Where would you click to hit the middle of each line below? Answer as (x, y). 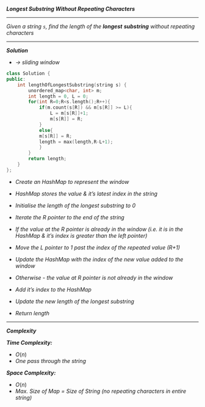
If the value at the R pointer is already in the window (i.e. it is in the (99, 229)
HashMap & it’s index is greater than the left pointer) (81, 235)
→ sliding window (37, 62)
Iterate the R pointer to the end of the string (70, 217)
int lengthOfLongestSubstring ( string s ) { (72, 85)
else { (46, 130)
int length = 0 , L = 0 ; (58, 96)
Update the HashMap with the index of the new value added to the (99, 259)
